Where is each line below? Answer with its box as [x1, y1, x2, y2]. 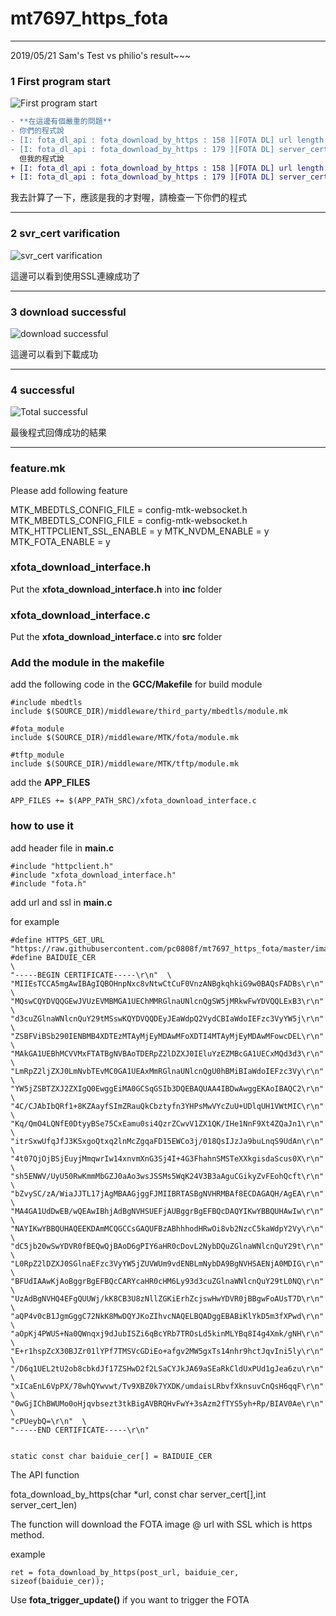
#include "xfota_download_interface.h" [10, 870, 177, 880]
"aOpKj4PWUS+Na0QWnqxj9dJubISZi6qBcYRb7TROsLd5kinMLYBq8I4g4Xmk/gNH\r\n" [10, 1328, 325, 1339]
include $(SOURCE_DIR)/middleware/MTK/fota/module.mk [10, 733, 240, 743]
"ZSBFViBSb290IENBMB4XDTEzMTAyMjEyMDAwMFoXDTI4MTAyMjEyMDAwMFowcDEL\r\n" [10, 1031, 325, 1041]
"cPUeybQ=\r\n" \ [10, 1416, 87, 1426]
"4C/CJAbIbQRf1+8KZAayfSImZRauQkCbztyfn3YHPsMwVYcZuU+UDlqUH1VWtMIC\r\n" [10, 1101, 325, 1111]
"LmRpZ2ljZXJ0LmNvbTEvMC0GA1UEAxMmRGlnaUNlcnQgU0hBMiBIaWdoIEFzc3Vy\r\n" [10, 1066, 325, 1076]
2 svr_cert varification [10, 227, 121, 241]
